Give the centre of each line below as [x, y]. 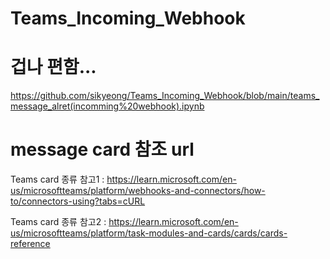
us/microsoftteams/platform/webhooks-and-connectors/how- [138, 191]
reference [30, 244]
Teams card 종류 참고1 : [57, 179]
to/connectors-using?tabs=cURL [78, 201]
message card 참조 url [102, 149]
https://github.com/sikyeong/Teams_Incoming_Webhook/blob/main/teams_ [165, 96]
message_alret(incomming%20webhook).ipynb [107, 106]
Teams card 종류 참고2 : [58, 222]
